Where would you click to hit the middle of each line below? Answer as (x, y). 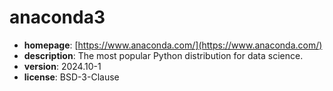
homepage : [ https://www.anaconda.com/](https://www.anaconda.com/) (173, 45)
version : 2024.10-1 (62, 66)
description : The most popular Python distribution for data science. (163, 55)
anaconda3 (57, 17)
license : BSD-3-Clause (71, 77)
